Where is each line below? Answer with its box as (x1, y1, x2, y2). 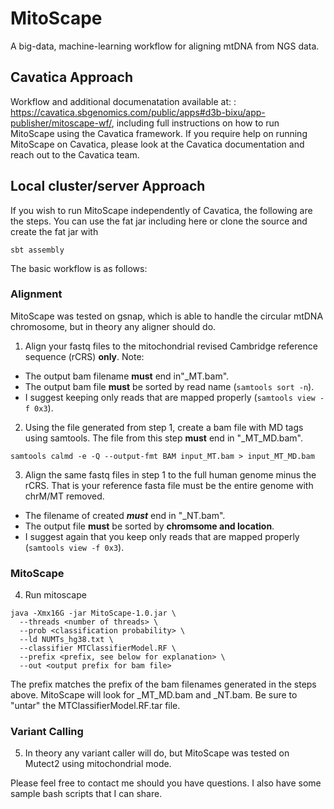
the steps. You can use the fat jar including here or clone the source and (10, 215, 308, 227)
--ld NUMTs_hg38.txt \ (19, 635, 114, 645)
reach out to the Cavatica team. (10, 148, 140, 161)
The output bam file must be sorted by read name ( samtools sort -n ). (24, 380, 315, 392)
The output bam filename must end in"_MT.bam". (24, 370, 230, 382)
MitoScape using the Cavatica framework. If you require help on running (10, 127, 308, 139)
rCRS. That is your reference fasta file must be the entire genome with (24, 479, 314, 491)
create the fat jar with (10, 225, 99, 237)
